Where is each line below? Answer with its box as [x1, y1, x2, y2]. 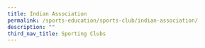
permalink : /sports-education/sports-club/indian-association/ [7, 17, 199, 24]
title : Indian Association [7, 10, 87, 18]
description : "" [7, 23, 55, 30]
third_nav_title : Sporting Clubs [7, 30, 106, 37]
